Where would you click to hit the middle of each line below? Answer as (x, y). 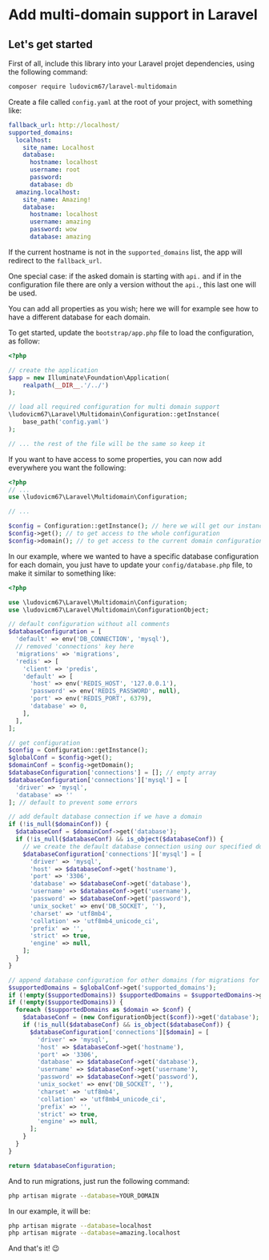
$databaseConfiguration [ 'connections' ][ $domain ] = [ (119, 1032)
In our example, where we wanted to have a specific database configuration (133, 556)
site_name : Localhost (58, 147)
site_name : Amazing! (57, 199)
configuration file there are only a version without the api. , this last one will (132, 284)
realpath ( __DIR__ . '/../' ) (66, 385)
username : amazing (60, 222)
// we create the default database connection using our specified (137, 846)
